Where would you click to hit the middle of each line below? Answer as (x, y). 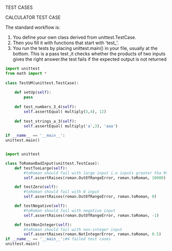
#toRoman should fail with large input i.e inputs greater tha (92, 173)
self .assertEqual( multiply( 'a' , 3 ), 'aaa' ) (71, 126)
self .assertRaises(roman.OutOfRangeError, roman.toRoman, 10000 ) (95, 178)
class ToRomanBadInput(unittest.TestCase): (52, 163)
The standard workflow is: (33, 27)
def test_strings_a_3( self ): (46, 121)
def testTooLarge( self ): (41, 168)
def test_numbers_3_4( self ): (46, 107)
